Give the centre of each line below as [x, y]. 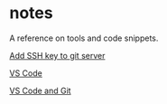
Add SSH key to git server [57, 55]
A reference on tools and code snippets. [84, 38]
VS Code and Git [40, 90]
